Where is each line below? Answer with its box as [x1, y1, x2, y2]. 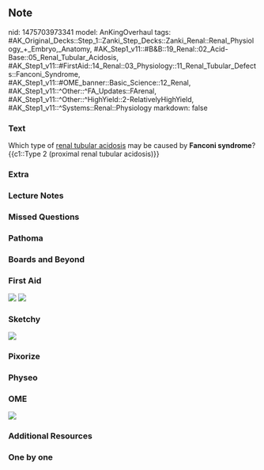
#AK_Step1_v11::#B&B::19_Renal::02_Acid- [93, 44, 228, 54]
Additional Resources [8, 430, 92, 442]
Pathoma [8, 233, 43, 244]
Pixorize [8, 351, 41, 362]
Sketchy [8, 313, 41, 324]
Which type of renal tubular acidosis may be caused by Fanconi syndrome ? [8, 141, 256, 150]
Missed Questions [8, 211, 80, 222]
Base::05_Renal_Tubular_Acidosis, [8, 52, 119, 62]
